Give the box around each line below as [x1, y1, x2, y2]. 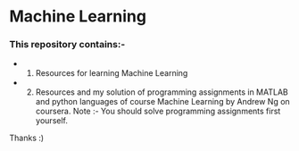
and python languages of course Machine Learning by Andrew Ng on [35, 96, 290, 107]
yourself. [35, 115, 69, 126]
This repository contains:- [9, 38, 126, 51]
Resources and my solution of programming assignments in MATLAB [35, 87, 288, 97]
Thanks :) [9, 132, 45, 144]
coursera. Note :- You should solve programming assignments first [35, 105, 281, 117]
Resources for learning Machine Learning [35, 68, 188, 79]
